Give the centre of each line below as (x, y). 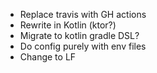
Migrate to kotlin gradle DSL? (79, 35)
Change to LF (48, 57)
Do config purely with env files (83, 46)
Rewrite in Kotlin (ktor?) (68, 25)
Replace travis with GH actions (83, 14)
